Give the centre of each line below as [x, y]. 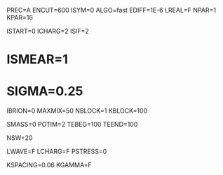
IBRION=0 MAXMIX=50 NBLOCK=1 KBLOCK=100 [77, 111]
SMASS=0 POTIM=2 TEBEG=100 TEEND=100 [72, 125]
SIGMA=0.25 [45, 91]
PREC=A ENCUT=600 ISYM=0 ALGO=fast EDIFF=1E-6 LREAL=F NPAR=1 [111, 10]
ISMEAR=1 [37, 59]
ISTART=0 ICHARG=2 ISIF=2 [48, 31]
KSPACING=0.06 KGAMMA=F [49, 165]
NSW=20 [20, 138]
